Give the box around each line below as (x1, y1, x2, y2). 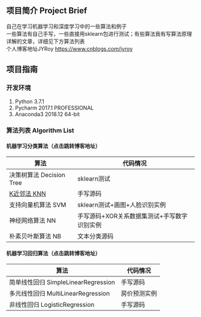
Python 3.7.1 (14, 97, 45, 105)
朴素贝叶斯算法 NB (9, 232, 62, 240)
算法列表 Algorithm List (6, 126, 75, 135)
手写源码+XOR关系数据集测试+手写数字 (77, 212, 188, 220)
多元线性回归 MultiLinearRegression (9, 289, 110, 297)
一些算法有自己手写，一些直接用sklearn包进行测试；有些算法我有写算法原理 (6, 30, 193, 37)
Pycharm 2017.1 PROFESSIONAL (14, 104, 94, 111)
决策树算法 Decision (9, 170, 66, 179)
